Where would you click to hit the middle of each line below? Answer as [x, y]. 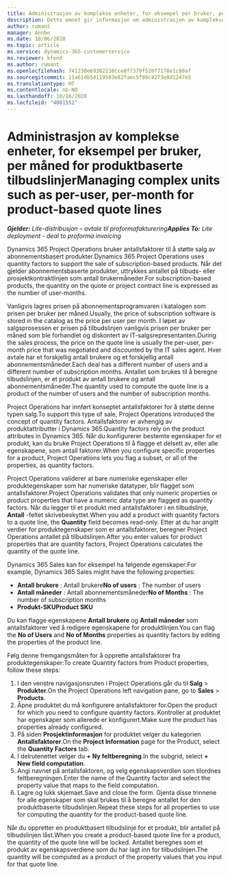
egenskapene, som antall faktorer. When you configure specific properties [111, 451]
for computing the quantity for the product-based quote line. [102, 814]
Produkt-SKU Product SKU [55, 607]
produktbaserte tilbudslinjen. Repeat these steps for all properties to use [118, 807]
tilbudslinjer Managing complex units [114, 181]
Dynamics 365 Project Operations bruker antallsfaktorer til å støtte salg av [111, 249]
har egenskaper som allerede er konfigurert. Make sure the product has [117, 719]
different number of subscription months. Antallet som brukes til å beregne [112, 372]
